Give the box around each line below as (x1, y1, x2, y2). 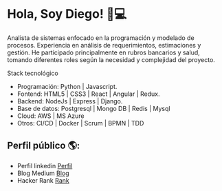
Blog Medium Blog (16, 169, 70, 177)
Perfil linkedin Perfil (16, 161, 73, 170)
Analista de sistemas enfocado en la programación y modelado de (7, 33, 195, 42)
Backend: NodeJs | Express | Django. (16, 97, 123, 105)
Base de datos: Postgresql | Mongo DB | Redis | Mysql (16, 104, 170, 112)
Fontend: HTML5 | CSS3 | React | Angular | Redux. (16, 90, 160, 98)
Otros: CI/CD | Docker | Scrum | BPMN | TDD (16, 119, 144, 127)
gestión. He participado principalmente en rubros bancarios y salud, (7, 48, 201, 57)
